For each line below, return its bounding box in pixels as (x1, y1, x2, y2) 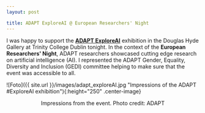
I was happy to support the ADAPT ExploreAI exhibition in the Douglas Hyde (6, 37, 199, 44)
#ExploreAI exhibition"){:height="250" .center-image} (6, 87, 142, 95)
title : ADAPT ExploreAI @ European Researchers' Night (6, 20, 149, 26)
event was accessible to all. (6, 69, 76, 76)
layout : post (6, 9, 40, 15)
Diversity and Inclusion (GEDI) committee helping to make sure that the (6, 62, 185, 70)
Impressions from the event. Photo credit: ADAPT (40, 99, 165, 107)
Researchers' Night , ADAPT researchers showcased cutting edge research (6, 49, 197, 57)
